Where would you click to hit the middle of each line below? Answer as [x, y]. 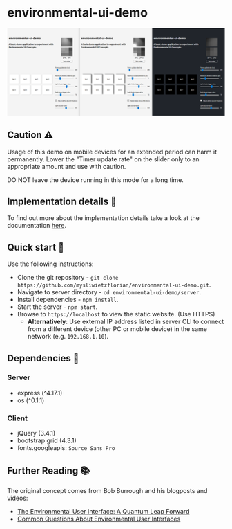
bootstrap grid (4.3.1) [47, 440]
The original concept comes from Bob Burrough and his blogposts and [107, 490]
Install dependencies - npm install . [68, 300]
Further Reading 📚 [49, 470]
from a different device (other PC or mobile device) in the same [117, 329]
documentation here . [37, 226]
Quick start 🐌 [36, 247]
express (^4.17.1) [40, 393]
